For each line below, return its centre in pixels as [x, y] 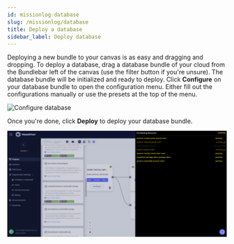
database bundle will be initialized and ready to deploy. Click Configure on [114, 79]
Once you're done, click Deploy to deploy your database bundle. [100, 121]
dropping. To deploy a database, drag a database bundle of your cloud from [116, 65]
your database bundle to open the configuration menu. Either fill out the [110, 87]
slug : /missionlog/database [48, 22]
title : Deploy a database [45, 29]
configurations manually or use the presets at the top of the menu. [102, 95]
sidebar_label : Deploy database [54, 37]
